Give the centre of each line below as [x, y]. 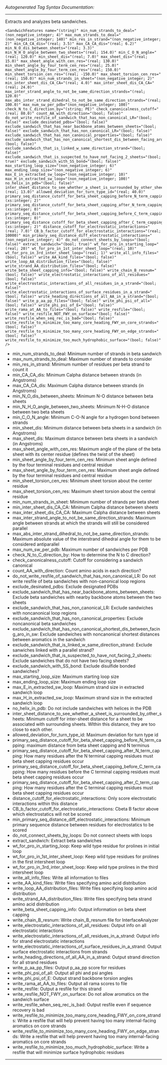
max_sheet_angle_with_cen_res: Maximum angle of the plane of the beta [86, 449]
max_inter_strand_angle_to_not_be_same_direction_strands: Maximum [84, 518]
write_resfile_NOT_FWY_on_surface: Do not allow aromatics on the [81, 994]
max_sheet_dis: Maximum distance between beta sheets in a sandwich [85, 438]
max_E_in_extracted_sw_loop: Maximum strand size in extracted [78, 687]
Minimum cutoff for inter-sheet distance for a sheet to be [85, 719]
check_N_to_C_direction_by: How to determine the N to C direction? [82, 555]
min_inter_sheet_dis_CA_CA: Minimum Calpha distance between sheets [85, 507]
